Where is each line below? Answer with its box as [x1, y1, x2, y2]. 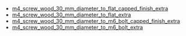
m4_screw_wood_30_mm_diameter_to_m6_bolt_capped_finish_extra [11, 18, 181, 24]
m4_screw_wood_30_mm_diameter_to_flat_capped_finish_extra [11, 5, 169, 12]
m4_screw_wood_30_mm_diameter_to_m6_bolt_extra [11, 24, 143, 31]
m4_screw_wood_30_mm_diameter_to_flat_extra [11, 11, 131, 18]
